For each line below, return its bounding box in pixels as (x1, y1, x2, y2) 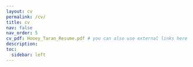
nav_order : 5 (6, 30, 38, 36)
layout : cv (6, 8, 33, 15)
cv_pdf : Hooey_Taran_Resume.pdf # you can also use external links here (6, 36, 188, 41)
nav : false (6, 24, 33, 31)
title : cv (6, 19, 31, 25)
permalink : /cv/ (6, 14, 46, 20)
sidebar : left (11, 52, 46, 58)
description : (6, 41, 38, 47)
